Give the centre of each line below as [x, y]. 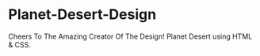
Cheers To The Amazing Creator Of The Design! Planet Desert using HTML [130, 36]
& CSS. [20, 44]
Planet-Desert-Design [82, 15]
